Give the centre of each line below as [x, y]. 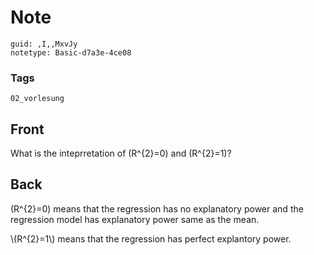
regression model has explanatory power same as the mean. [135, 219]
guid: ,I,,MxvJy [44, 44]
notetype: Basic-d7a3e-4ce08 [71, 52]
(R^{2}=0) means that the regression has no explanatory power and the [157, 208]
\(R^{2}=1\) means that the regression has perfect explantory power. [151, 238]
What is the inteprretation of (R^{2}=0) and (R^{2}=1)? [121, 153]
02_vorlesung [37, 99]
